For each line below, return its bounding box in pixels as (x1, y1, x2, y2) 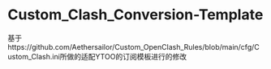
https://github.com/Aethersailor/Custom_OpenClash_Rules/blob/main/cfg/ (7, 42, 255, 51)
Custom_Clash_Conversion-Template (7, 6, 264, 24)
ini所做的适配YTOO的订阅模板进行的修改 (51, 51, 187, 61)
